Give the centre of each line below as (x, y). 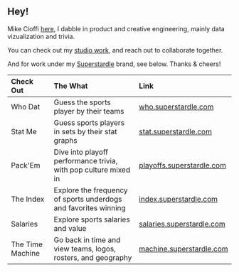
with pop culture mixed (92, 170)
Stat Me (24, 131)
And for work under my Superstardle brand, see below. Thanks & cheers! (114, 64)
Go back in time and (87, 239)
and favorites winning (90, 207)
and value (70, 228)
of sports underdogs (88, 199)
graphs (65, 140)
